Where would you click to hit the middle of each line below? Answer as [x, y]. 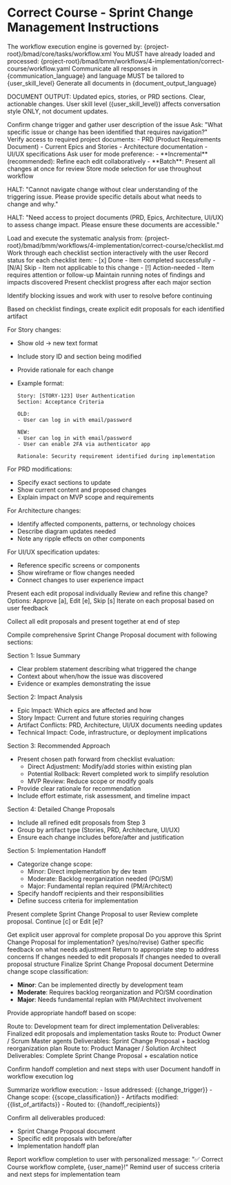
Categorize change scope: [55, 864]
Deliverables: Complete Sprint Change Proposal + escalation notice [103, 1055]
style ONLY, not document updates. [58, 111]
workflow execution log [40, 1076]
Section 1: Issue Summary [44, 655]
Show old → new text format [57, 343]
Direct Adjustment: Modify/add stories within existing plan [110, 766]
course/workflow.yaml [39, 68]
